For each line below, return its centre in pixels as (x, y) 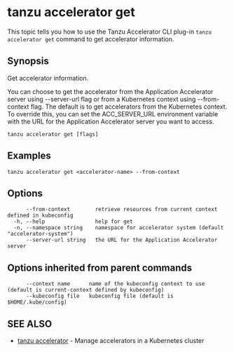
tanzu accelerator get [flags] (53, 134)
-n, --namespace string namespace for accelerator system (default (119, 228)
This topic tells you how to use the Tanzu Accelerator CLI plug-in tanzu (110, 32)
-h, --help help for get (73, 222)
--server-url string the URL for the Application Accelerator (122, 240)
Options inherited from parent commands (100, 268)
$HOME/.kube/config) (37, 302)
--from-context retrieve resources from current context (122, 210)
